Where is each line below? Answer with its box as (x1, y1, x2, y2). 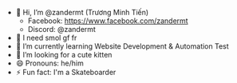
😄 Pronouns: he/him (15, 58, 84, 68)
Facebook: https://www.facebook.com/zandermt (27, 16, 189, 26)
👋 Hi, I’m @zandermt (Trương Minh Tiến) (15, 8, 149, 17)
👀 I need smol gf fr (15, 33, 77, 42)
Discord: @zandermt (27, 25, 96, 34)
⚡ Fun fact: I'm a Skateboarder (15, 68, 117, 77)
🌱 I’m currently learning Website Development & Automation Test (15, 41, 229, 51)
